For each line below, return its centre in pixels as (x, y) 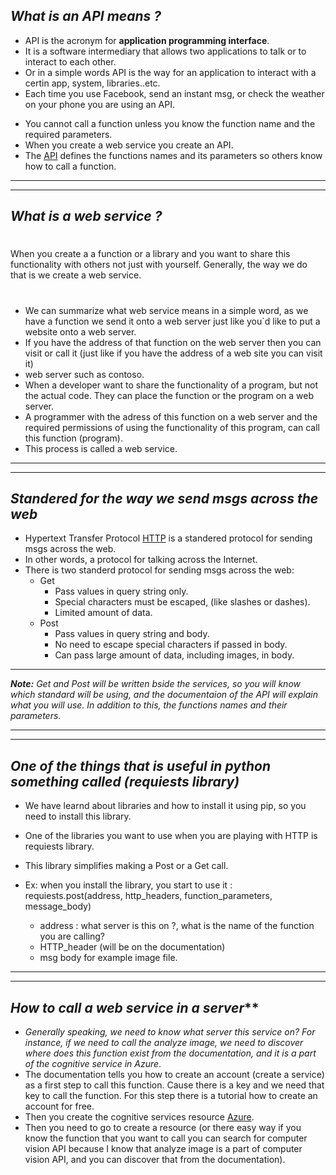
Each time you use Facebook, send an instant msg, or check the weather (174, 93)
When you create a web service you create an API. (129, 145)
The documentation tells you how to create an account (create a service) (174, 1075)
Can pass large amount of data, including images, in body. (174, 655)
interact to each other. (70, 61)
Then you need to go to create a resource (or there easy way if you (163, 1128)
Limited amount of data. (103, 613)
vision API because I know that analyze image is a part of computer (163, 1149)
